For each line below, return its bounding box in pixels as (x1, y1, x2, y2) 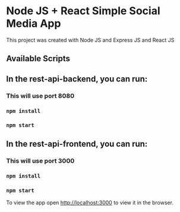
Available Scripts (6, 53, 70, 64)
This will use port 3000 (6, 156, 75, 164)
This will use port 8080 (6, 91, 75, 100)
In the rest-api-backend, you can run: (6, 74, 148, 84)
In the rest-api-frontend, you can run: (6, 138, 148, 149)
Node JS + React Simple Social (6, 4, 160, 18)
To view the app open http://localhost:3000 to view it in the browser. (6, 199, 174, 206)
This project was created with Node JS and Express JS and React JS (6, 36, 175, 43)
